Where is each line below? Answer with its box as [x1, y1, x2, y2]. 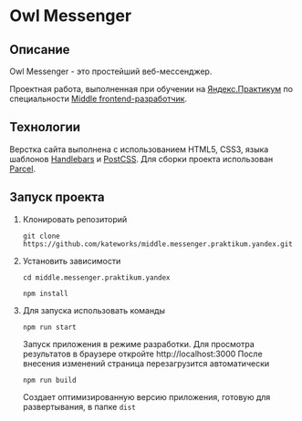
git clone [22, 231, 61, 241]
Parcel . [9, 163, 36, 174]
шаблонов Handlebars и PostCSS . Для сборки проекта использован [9, 153, 274, 164]
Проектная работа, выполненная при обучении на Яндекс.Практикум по [9, 84, 294, 94]
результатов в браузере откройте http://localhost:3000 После [22, 348, 263, 359]
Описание [9, 42, 70, 57]
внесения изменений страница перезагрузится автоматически [22, 357, 270, 369]
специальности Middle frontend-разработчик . [9, 93, 188, 104]
